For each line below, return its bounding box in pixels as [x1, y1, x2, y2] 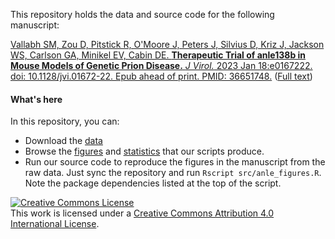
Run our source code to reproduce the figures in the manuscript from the [24, 156, 326, 168]
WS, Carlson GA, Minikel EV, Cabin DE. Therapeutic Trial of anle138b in [10, 49, 307, 61]
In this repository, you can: [10, 115, 120, 128]
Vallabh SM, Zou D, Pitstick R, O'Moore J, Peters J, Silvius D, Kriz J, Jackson [10, 39, 325, 50]
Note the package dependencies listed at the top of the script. [24, 177, 282, 189]
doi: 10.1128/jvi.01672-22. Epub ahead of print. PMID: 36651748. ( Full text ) [10, 70, 313, 82]
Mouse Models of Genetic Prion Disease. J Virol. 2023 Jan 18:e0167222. [10, 60, 313, 71]
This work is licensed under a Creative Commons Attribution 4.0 [10, 207, 275, 219]
